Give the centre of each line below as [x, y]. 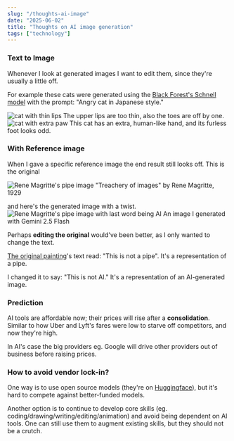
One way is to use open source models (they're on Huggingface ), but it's [112, 388]
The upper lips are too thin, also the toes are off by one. [144, 115]
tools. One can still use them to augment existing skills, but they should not [116, 423]
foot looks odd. [29, 130]
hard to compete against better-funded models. [76, 395]
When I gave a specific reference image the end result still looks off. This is [116, 164]
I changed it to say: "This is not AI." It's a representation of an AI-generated [116, 277]
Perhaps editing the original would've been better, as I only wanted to [109, 235]
